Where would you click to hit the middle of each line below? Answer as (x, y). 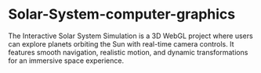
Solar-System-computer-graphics (122, 14)
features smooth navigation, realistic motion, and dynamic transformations (128, 52)
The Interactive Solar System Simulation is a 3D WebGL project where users (130, 36)
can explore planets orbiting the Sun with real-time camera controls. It (121, 43)
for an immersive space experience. (66, 61)
